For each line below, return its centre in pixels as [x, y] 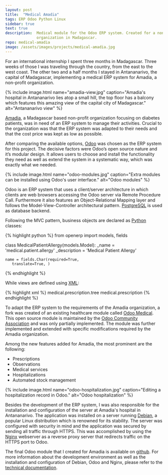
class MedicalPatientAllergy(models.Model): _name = [60, 245]
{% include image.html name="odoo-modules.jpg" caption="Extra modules [83, 174]
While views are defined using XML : [42, 282]
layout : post [19, 10]
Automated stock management [44, 380]
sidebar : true [20, 24]
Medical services [30, 369]
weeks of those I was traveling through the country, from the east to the [79, 66]
